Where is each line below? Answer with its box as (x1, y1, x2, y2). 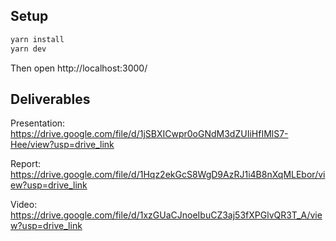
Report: (10, 158, 42, 170)
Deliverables (10, 90, 91, 108)
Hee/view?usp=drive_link (10, 139, 115, 151)
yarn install (10, 34, 65, 44)
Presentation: (10, 117, 66, 129)
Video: (10, 199, 38, 211)
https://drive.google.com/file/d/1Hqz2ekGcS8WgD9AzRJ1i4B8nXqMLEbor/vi (10, 169, 326, 181)
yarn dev (10, 44, 47, 54)
